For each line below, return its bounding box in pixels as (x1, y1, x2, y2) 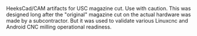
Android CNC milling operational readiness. (6, 23, 112, 30)
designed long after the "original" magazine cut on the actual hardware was (6, 11, 191, 18)
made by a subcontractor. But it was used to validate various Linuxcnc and (6, 17, 189, 24)
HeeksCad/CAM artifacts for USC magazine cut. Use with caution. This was (6, 5, 191, 12)
